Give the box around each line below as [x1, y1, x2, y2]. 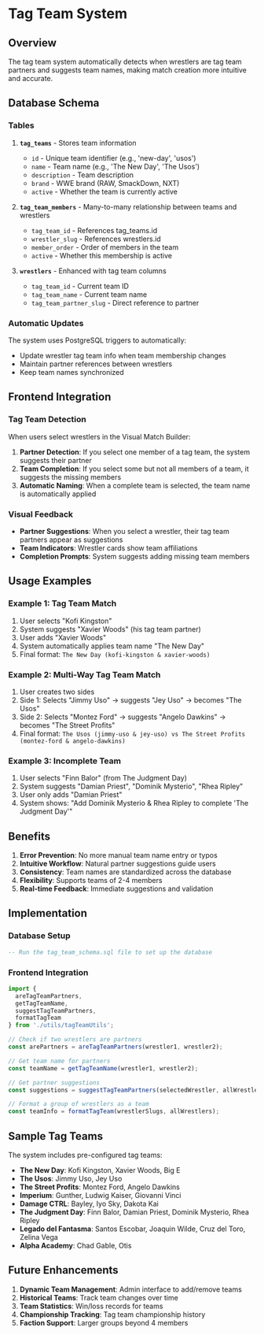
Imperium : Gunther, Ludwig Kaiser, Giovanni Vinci [19, 1190, 181, 1200]
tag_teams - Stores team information [19, 138, 137, 147]
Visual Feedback [8, 509, 73, 520]
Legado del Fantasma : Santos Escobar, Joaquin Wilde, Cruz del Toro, [19, 1224, 246, 1233]
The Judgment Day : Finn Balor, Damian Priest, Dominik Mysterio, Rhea [19, 1207, 250, 1217]
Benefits [8, 829, 51, 843]
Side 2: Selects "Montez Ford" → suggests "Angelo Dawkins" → [19, 712, 226, 721]
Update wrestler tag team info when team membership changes [19, 350, 226, 360]
